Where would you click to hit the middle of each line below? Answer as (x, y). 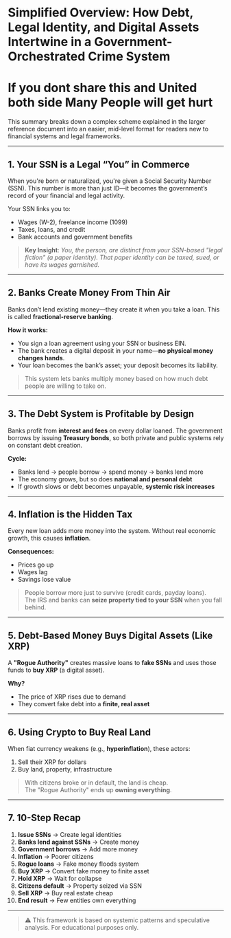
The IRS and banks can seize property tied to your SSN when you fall (123, 600)
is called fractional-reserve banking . (61, 316)
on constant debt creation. (45, 445)
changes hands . (41, 358)
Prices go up (36, 565)
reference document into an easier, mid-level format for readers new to (108, 129)
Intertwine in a (50, 42)
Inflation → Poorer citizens (56, 856)
